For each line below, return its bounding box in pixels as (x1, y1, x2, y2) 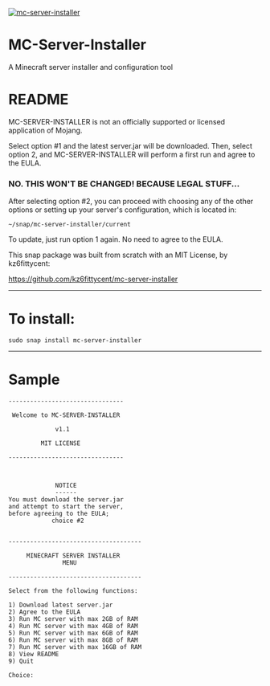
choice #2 (51, 517, 84, 525)
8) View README (8, 651, 59, 659)
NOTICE (55, 482, 78, 490)
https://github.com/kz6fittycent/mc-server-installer (8, 274, 178, 284)
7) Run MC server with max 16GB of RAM (8, 643, 142, 651)
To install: (8, 310, 76, 329)
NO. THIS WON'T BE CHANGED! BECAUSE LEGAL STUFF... (8, 178, 240, 189)
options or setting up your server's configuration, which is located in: (8, 205, 237, 214)
